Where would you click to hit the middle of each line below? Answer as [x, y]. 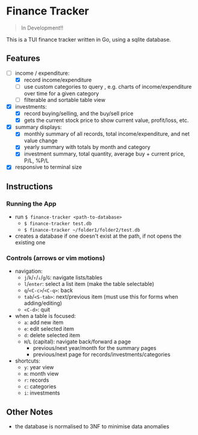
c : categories [40, 387]
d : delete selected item [52, 335]
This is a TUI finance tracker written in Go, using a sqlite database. [89, 39]
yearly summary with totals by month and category [87, 147]
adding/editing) [43, 303]
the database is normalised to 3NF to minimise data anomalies [92, 427]
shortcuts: [27, 361]
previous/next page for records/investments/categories [101, 355]
